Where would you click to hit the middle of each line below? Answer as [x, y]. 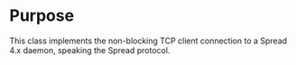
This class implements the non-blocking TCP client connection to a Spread [148, 41]
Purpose [42, 16]
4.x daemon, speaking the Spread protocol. [90, 50]
